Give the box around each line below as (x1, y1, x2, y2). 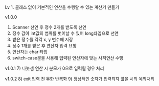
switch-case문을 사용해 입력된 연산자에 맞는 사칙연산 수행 (12, 55, 123, 60)
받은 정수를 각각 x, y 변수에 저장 (12, 36, 73, 42)
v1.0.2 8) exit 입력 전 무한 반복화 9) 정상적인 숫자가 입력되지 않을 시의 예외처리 (5, 76, 155, 82)
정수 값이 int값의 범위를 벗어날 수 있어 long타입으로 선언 (12, 30, 119, 36)
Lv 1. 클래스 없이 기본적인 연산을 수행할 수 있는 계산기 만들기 (5, 4, 120, 10)
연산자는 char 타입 (12, 49, 48, 55)
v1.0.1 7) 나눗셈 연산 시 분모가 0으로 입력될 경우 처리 (5, 65, 104, 71)
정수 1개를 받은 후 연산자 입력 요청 (12, 43, 77, 48)
